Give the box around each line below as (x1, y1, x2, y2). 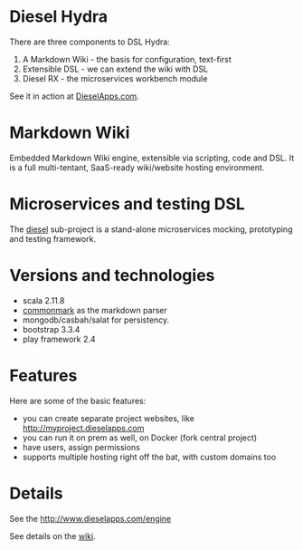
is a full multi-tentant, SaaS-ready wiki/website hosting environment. (9, 161, 265, 173)
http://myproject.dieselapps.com (22, 422, 145, 433)
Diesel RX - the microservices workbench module (22, 72, 208, 83)
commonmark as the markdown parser (22, 304, 167, 315)
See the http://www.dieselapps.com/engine (9, 513, 172, 524)
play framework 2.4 (22, 333, 97, 344)
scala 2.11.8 (22, 294, 65, 305)
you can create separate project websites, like (22, 412, 194, 423)
